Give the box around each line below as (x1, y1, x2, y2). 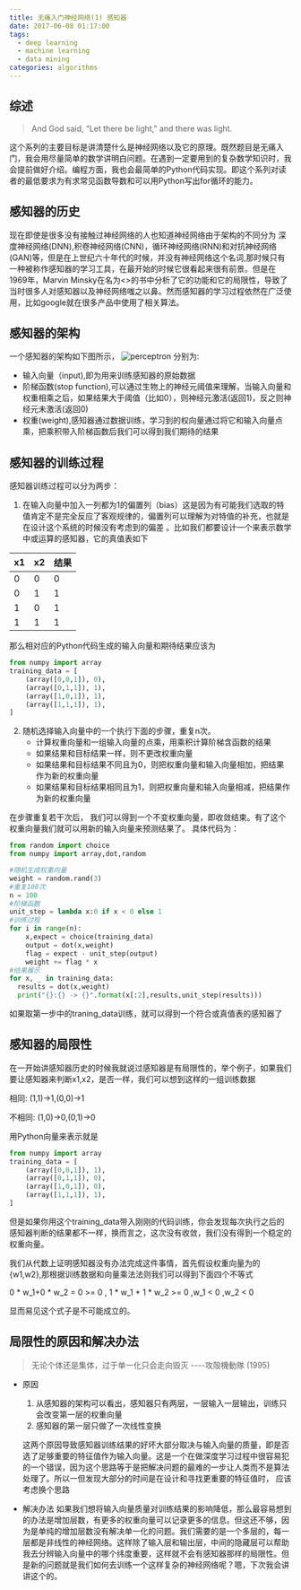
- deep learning (17, 38, 78, 48)
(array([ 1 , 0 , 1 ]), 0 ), (25, 1182, 106, 1192)
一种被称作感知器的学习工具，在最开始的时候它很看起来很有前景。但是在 (9, 263, 276, 274)
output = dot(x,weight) (25, 940, 115, 949)
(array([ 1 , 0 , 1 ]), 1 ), (25, 692, 106, 701)
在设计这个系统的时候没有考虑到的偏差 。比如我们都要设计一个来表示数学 (21, 522, 292, 533)
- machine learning (17, 47, 90, 56)
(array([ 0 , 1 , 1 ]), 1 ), (25, 683, 106, 692)
